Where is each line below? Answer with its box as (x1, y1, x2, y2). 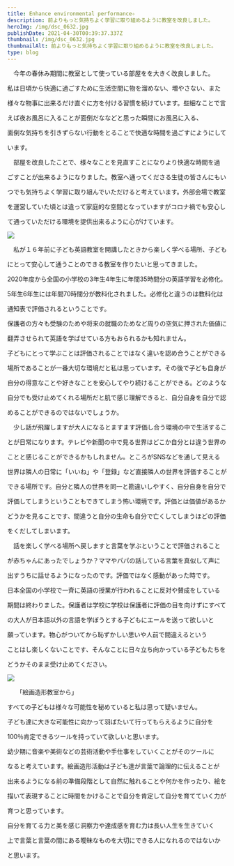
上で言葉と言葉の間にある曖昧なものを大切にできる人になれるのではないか (7, 836, 221, 844)
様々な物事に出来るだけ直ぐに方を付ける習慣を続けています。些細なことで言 (7, 98, 226, 107)
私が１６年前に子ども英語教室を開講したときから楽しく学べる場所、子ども (13, 245, 227, 253)
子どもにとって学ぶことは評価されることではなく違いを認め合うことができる (7, 349, 226, 357)
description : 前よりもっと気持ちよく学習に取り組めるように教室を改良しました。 (7, 17, 214, 24)
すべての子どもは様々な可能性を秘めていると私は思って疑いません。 (7, 702, 202, 711)
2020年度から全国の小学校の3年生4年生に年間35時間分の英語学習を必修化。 (7, 275, 227, 283)
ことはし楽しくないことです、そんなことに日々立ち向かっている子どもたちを (7, 645, 226, 653)
